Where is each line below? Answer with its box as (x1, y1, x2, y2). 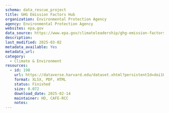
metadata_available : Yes (5, 44, 57, 49)
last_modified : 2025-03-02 (5, 40, 62, 45)
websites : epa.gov (5, 26, 44, 31)
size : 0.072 (14, 86, 39, 91)
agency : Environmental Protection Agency (5, 21, 94, 26)
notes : (14, 100, 28, 105)
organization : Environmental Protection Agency (5, 16, 107, 21)
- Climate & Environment (10, 58, 62, 63)
